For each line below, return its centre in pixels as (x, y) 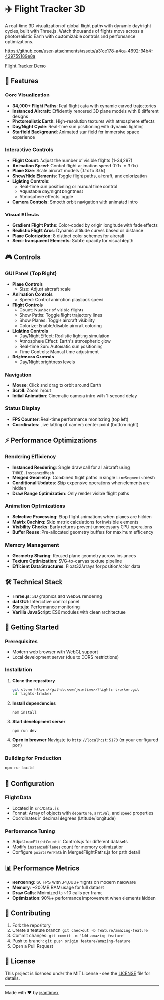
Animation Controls (32, 294)
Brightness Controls (33, 357)
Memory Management (32, 545)
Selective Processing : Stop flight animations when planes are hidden (82, 517)
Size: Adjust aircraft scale (45, 289)
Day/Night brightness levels (47, 362)
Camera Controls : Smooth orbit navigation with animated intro (75, 202)
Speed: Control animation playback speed (61, 299)
